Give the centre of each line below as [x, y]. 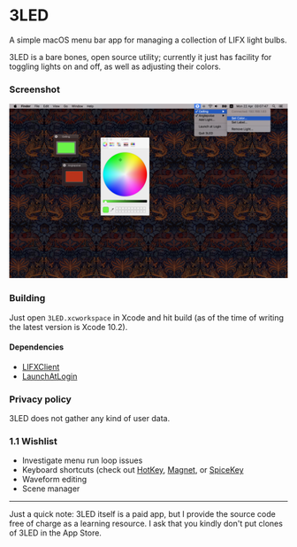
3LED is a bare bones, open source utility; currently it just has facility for [141, 57]
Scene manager [51, 489]
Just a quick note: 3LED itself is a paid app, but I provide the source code [142, 514]
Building [27, 298]
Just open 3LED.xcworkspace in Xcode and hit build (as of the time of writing [147, 317]
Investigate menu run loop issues [82, 460]
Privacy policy [41, 399]
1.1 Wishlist [33, 441]
